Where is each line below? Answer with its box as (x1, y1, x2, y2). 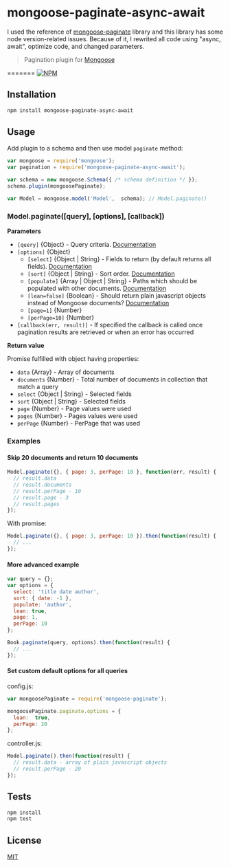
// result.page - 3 (13, 494, 69, 501)
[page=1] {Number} (27, 306, 82, 314)
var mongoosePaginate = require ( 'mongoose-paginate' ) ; (7, 695, 168, 702)
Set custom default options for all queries (7, 667, 128, 675)
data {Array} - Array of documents (16, 368, 115, 376)
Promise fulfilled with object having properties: (7, 355, 139, 363)
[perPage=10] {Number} (27, 314, 95, 322)
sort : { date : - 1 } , (13, 595, 72, 602)
